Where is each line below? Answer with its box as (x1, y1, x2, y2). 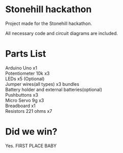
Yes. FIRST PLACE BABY (5, 142, 57, 148)
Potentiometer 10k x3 (5, 70, 50, 76)
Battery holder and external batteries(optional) (5, 86, 103, 93)
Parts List (5, 48, 46, 59)
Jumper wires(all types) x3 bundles (5, 81, 80, 87)
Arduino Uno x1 (5, 65, 37, 71)
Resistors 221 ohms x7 (5, 108, 52, 114)
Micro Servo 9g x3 (5, 97, 44, 103)
